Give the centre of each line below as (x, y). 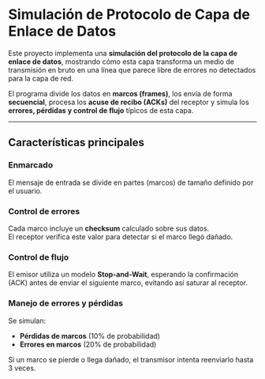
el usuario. (25, 190)
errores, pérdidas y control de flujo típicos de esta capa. (101, 110)
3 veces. (22, 368)
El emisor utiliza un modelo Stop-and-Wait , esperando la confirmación (123, 275)
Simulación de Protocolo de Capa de (129, 15)
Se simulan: (27, 321)
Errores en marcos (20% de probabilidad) (88, 344)
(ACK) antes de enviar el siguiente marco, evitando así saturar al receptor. (128, 283)
